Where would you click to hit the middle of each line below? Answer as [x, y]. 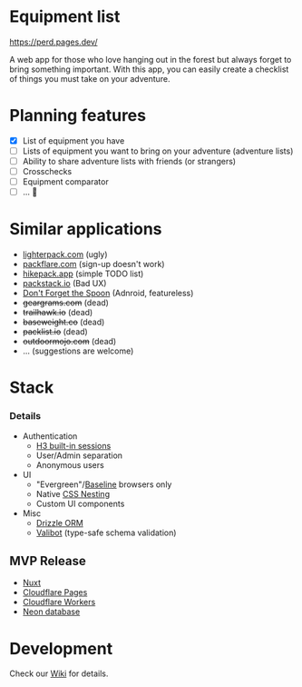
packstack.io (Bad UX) [64, 284]
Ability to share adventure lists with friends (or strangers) [129, 161]
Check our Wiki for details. [59, 673]
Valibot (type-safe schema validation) [106, 533]
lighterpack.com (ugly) [65, 254]
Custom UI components [80, 503]
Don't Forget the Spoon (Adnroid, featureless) [108, 294]
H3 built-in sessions [73, 445]
